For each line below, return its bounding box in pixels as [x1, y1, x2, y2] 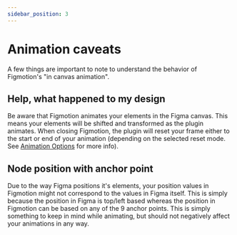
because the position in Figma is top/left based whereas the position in [7, 197, 216, 205]
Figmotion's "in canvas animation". [7, 72, 109, 80]
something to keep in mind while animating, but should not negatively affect [7, 211, 231, 221]
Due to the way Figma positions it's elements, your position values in [7, 182, 209, 190]
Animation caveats [7, 41, 121, 57]
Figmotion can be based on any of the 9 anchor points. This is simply [7, 204, 211, 213]
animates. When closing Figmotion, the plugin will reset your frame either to [7, 127, 230, 135]
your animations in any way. [7, 219, 89, 228]
